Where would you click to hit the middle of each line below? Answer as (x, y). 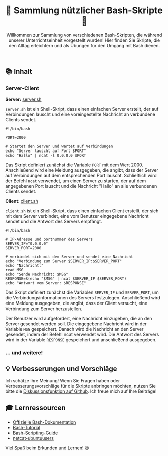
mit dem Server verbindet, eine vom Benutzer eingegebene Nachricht (77, 216)
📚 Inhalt (19, 71)
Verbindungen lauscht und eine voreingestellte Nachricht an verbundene (80, 114)
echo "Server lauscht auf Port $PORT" (46, 151)
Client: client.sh (22, 201)
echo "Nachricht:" (24, 265)
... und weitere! (24, 352)
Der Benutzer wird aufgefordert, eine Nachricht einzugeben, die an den (79, 318)
